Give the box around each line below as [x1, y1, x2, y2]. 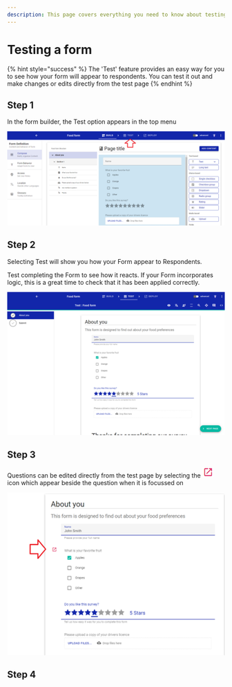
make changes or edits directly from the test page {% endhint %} [7, 79, 193, 88]
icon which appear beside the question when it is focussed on [7, 479, 184, 487]
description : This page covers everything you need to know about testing [7, 11, 227, 18]
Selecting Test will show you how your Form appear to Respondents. [7, 257, 202, 265]
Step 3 [7, 449, 36, 460]
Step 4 [7, 669, 37, 681]
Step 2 [7, 239, 36, 251]
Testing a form [7, 41, 93, 57]
